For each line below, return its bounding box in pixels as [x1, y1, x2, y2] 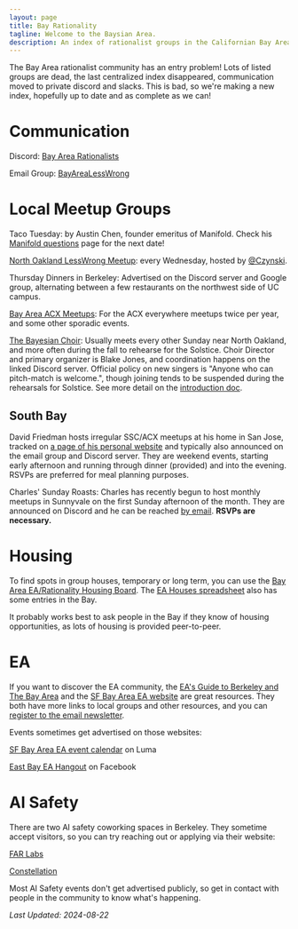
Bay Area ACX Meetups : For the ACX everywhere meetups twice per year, [9, 308, 279, 320]
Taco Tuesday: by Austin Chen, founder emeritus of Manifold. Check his [9, 228, 272, 240]
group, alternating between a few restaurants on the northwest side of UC [9, 282, 279, 293]
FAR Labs [9, 848, 44, 859]
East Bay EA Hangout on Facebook [9, 761, 137, 772]
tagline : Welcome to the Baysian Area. [9, 29, 157, 38]
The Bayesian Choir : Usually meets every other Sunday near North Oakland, [9, 335, 286, 346]
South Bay [9, 408, 67, 423]
